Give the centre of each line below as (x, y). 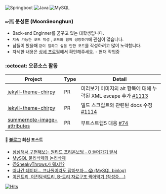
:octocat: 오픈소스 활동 (31, 66)
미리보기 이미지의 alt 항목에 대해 (116, 88)
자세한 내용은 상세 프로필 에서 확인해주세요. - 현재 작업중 (66, 52)
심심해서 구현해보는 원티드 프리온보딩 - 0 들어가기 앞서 (65, 152)
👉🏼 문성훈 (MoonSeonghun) (39, 21)
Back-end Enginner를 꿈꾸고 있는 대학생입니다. (58, 33)
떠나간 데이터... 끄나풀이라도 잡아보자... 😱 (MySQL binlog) (69, 170)
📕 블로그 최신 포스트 (24, 140)
